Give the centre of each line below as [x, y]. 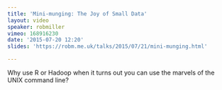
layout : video [28, 20]
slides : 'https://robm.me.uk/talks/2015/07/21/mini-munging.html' [107, 46]
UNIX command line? [38, 80]
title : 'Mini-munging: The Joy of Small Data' [77, 14]
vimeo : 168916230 [33, 33]
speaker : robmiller [36, 27]
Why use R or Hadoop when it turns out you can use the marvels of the [111, 72]
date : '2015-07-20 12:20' [45, 40]
